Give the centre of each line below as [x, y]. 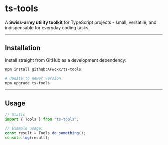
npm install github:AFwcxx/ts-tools [43, 69]
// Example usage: [24, 128]
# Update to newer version [33, 78]
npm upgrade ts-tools [28, 83]
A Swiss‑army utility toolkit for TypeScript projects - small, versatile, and [81, 22]
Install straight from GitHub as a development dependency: [66, 60]
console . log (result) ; [28, 138]
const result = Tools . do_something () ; [45, 133]
